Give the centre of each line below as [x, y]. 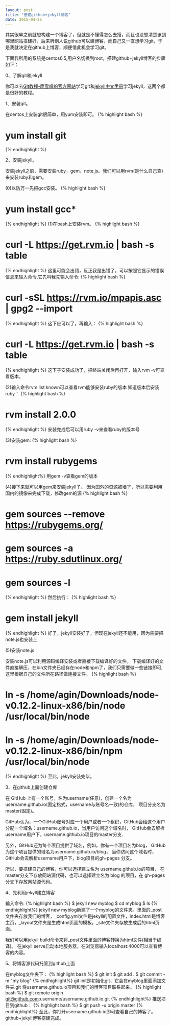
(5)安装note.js [20, 650]
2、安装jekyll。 [21, 160]
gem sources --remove [55, 514]
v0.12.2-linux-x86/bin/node [65, 706]
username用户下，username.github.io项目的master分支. [64, 834]
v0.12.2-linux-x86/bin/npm [64, 751]
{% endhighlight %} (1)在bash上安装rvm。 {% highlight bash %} [72, 224]
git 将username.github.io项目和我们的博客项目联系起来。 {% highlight [89, 987]
